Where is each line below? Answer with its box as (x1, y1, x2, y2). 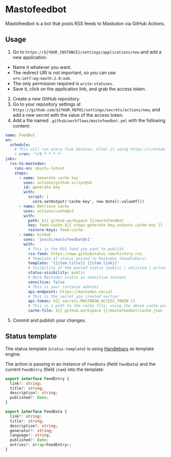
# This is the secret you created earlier (27, 294, 120, 299)
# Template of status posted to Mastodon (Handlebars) (27, 256, 147, 261)
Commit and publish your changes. (12, 317, 87, 323)
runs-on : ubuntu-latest (14, 166, 65, 171)
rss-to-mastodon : (10, 161, 47, 166)
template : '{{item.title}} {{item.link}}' (27, 261, 120, 266)
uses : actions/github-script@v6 (23, 180, 93, 185)
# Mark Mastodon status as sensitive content (27, 275, 126, 280)
